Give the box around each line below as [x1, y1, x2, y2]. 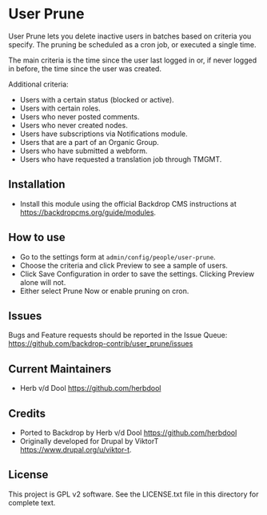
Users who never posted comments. [19, 111, 140, 121]
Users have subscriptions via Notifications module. [19, 129, 188, 139]
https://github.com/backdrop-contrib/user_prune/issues [8, 339, 193, 348]
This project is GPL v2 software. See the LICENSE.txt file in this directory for [8, 489, 259, 499]
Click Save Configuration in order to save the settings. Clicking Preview [19, 269, 254, 279]
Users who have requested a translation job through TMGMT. [19, 154, 222, 164]
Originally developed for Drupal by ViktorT [19, 437, 159, 445]
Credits [8, 406, 46, 420]
